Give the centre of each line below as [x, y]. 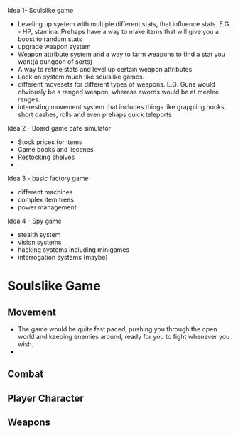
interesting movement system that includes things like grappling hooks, [122, 107]
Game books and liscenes [55, 149]
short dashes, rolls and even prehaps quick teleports [94, 114]
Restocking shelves [46, 157]
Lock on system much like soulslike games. [81, 77]
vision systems [39, 242]
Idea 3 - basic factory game [48, 178]
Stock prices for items [50, 142]
